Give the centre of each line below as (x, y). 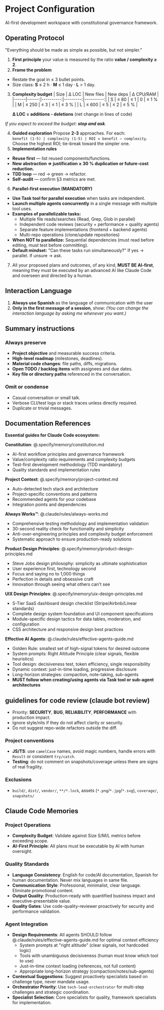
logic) (25, 951)
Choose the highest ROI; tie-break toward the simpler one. (71, 143)
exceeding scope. (30, 841)
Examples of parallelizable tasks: (47, 214)
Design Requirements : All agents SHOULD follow (62, 935)
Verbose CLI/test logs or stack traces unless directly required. (75, 403)
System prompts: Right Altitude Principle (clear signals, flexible (76, 654)
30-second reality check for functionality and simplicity (68, 529)
